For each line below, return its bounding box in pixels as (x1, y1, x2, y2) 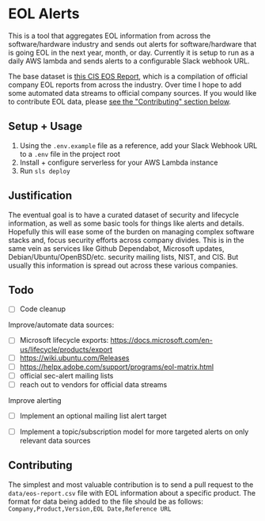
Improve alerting (8, 395, 62, 405)
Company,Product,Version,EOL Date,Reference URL (8, 504, 172, 513)
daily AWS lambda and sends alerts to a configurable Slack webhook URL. (8, 56, 250, 66)
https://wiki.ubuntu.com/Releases (19, 353, 130, 363)
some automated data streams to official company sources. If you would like (8, 88, 257, 97)
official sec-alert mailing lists (19, 371, 114, 380)
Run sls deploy (19, 165, 70, 175)
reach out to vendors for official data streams (19, 379, 168, 389)
